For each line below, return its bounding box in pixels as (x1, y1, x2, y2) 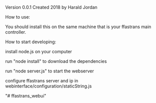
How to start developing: (5, 39, 56, 45)
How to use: (5, 14, 30, 20)
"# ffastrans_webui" (5, 93, 47, 98)
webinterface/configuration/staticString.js (5, 83, 92, 89)
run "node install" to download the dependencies (5, 58, 107, 64)
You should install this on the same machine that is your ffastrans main (5, 24, 151, 30)
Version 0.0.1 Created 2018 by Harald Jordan (5, 5, 98, 10)
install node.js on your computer (5, 49, 72, 54)
